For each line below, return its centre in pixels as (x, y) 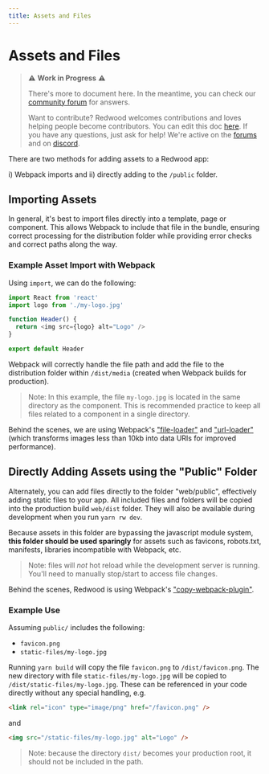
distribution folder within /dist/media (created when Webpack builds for (127, 373)
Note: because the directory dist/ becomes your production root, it (139, 753)
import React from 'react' (53, 297)
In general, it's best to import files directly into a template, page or (118, 219)
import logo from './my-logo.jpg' (66, 305)
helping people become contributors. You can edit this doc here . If (138, 126)
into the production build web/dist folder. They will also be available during (132, 508)
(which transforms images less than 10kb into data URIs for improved (122, 438)
